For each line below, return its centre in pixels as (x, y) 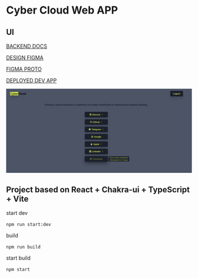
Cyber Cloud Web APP (62, 10)
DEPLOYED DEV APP (32, 81)
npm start (18, 270)
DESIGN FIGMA (25, 58)
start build (19, 258)
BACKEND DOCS (27, 46)
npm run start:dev (29, 225)
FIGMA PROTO (24, 69)
